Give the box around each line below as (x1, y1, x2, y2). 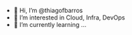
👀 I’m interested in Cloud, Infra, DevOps (13, 13, 125, 22)
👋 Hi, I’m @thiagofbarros (13, 7, 83, 14)
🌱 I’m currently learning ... (13, 21, 87, 28)
